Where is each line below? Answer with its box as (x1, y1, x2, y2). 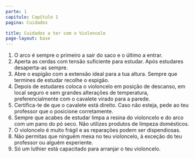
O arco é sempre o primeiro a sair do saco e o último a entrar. (14, 52, 163, 59)
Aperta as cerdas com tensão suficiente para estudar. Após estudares (14, 58, 184, 65)
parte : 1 (5, 8, 27, 15)
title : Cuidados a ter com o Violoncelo (5, 30, 106, 36)
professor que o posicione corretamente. (14, 108, 114, 115)
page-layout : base (5, 36, 51, 42)
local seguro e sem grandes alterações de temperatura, (14, 89, 149, 96)
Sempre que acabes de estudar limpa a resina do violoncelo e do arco (14, 114, 184, 121)
